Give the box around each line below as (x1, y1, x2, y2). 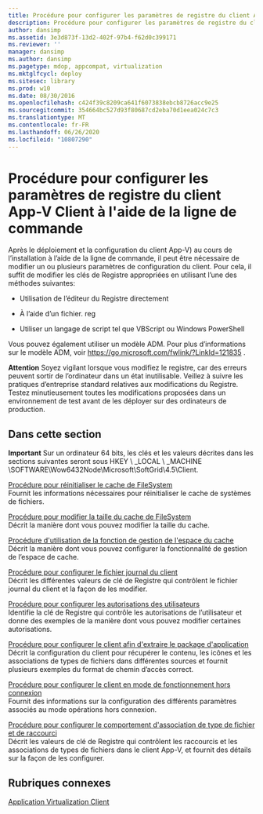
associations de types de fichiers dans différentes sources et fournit (8, 656, 229, 666)
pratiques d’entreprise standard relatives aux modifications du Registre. (8, 380, 239, 389)
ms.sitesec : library (8, 77, 76, 85)
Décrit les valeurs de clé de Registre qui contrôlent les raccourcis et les (8, 737, 238, 746)
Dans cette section (8, 427, 102, 440)
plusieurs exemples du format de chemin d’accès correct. (8, 665, 194, 674)
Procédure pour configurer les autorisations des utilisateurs (8, 600, 200, 609)
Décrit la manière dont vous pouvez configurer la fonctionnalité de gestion (8, 544, 248, 553)
